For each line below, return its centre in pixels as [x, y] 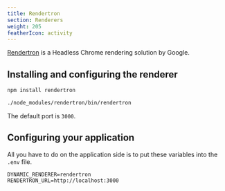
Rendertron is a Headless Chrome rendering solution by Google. [99, 53]
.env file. [20, 162]
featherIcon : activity [40, 33]
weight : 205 [24, 26]
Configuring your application [71, 138]
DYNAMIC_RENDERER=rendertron [49, 174]
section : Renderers [35, 20]
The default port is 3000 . [42, 116]
